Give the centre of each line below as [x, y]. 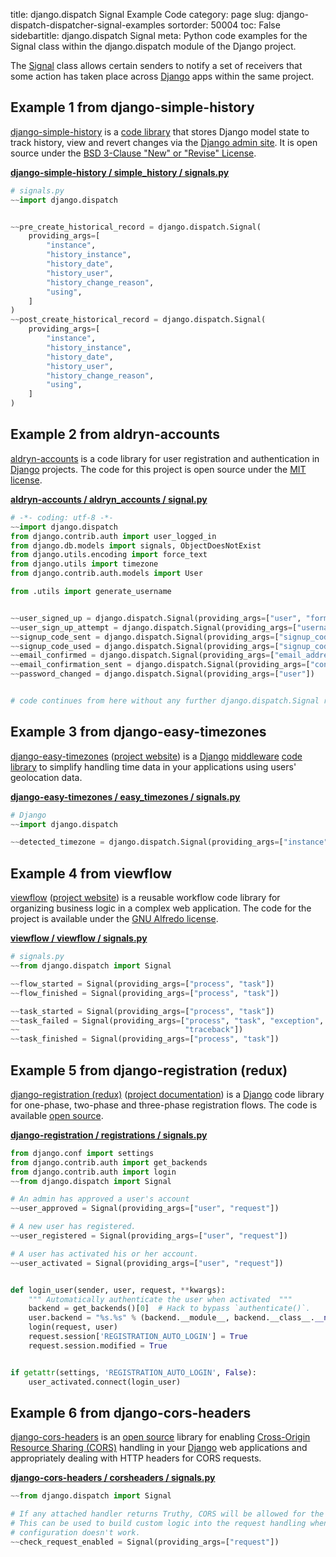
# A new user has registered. [73, 1227]
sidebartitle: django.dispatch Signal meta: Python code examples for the [159, 35]
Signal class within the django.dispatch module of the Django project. [153, 46]
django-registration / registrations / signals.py [109, 1135]
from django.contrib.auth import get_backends [109, 1162]
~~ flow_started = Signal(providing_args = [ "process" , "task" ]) [142, 984]
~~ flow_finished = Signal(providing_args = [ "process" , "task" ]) [145, 993]
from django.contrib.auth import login [93, 1172]
